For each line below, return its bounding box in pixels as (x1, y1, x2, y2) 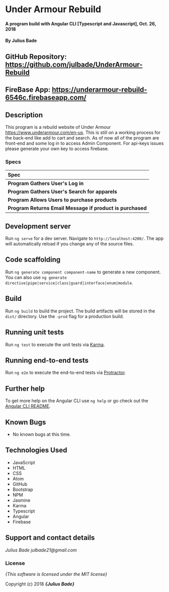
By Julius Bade (5, 38, 37, 44)
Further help (5, 384, 45, 393)
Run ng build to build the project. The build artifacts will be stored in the (5, 308, 155, 314)
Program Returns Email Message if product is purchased (8, 204, 147, 212)
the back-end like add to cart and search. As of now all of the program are (5, 134, 159, 141)
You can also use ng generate (5, 274, 67, 280)
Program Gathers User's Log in (8, 180, 84, 187)
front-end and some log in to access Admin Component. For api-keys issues (5, 140, 164, 146)
